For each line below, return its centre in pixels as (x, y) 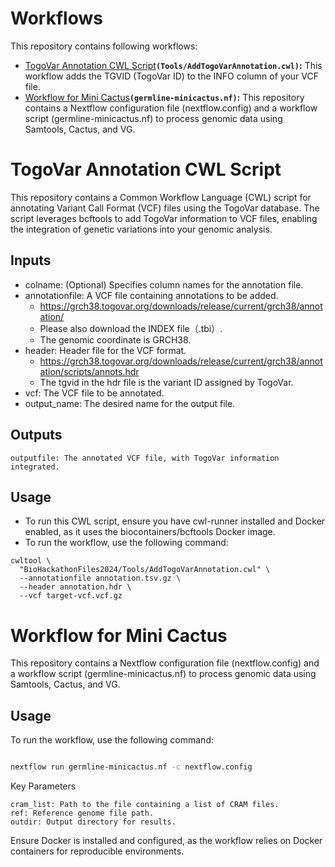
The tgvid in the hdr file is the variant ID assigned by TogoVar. (166, 382)
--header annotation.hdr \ (75, 587)
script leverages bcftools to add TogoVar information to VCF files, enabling (164, 218)
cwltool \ (31, 561)
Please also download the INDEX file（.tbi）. (131, 328)
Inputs (31, 260)
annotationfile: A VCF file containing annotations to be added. (151, 295)
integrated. (35, 467)
